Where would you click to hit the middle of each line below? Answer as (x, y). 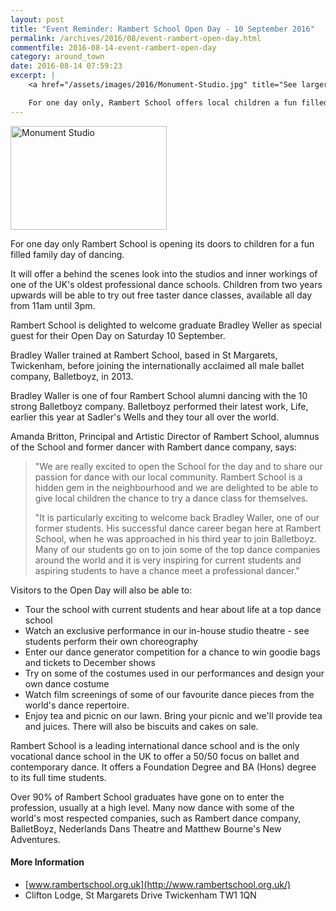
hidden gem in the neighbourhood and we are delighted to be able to (176, 487)
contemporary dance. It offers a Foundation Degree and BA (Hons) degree (163, 767)
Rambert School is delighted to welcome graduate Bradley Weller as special (166, 325)
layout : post (37, 19)
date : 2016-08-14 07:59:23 (66, 66)
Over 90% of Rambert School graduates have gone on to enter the (147, 797)
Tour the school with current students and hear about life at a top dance (173, 609)
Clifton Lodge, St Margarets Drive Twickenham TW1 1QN (140, 895)
